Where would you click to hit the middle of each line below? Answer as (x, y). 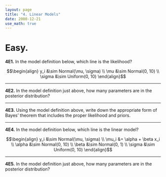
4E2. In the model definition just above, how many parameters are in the (79, 91)
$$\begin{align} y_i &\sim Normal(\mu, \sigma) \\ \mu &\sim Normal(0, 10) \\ (83, 71)
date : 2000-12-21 (23, 19)
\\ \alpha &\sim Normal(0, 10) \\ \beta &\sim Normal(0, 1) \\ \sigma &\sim (83, 144)
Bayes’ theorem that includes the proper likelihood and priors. (68, 115)
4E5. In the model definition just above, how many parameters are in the (79, 164)
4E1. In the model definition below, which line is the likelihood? (69, 62)
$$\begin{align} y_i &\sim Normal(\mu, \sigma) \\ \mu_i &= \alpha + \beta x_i (83, 139)
